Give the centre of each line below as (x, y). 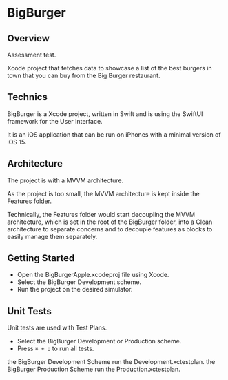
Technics (28, 97)
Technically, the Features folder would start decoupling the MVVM (101, 214)
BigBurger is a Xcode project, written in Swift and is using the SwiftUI (105, 114)
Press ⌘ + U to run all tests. (55, 349)
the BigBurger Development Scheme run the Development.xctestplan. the (111, 362)
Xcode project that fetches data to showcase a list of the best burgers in (110, 68)
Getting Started (41, 258)
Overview (29, 38)
